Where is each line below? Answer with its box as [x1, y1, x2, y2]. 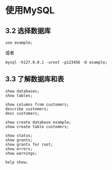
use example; [5, 40, 33, 45]
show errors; [5, 146, 33, 151]
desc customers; [5, 111, 40, 116]
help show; [5, 159, 28, 165]
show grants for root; [5, 142, 53, 147]
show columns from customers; [5, 102, 69, 107]
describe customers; [5, 106, 49, 112]
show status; [5, 133, 33, 138]
